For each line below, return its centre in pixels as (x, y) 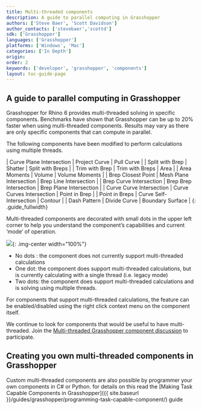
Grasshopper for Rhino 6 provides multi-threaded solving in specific (91, 113)
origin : (16, 57)
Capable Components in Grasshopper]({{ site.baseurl (73, 393)
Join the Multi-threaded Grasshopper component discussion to (110, 331)
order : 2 (17, 62)
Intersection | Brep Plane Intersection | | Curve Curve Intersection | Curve (97, 188)
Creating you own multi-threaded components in (100, 356)
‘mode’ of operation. (31, 232)
